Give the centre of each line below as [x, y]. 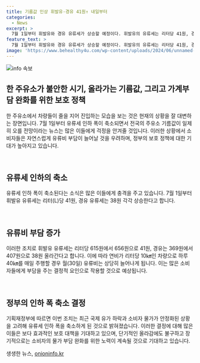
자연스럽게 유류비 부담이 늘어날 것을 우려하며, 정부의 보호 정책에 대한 [106, 138]
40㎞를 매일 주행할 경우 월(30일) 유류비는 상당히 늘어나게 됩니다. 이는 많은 [93, 263]
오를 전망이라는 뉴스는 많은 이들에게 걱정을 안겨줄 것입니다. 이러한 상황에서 [99, 130]
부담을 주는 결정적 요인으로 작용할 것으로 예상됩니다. [87, 271]
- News [20, 23]
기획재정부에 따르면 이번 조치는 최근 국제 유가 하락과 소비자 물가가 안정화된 [93, 318]
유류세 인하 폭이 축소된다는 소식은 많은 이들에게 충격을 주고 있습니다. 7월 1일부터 [99, 193]
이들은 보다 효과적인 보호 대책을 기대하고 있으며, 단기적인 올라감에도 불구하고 [95, 333]
